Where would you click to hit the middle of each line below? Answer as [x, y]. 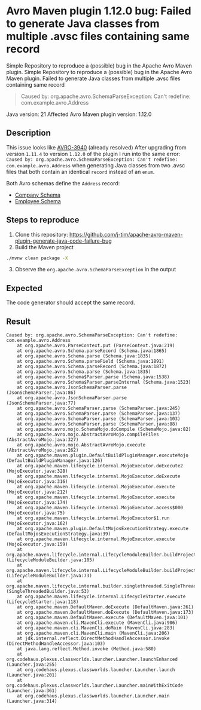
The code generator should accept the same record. [71, 302]
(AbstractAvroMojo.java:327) [42, 440]
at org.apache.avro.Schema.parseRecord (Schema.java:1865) [92, 351]
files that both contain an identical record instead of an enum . [80, 172]
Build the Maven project [44, 247]
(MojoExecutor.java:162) [37, 524]
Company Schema [38, 195]
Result [19, 321]
